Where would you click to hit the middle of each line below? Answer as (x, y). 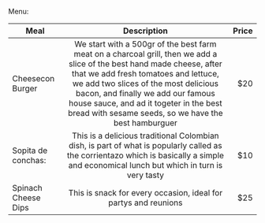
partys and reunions (146, 203)
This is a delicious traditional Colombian (146, 136)
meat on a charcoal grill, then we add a (146, 54)
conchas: (29, 160)
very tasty (145, 175)
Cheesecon (34, 78)
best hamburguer (145, 123)
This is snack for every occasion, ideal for (146, 193)
